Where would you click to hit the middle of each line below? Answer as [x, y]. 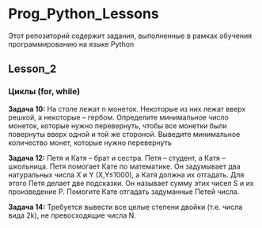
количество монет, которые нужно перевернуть [90, 142]
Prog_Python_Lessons [84, 14]
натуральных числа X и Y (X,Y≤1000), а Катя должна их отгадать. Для [126, 174]
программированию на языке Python [71, 44]
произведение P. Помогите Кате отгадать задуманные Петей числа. [124, 192]
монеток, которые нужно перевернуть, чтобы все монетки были [118, 125]
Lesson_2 [32, 69]
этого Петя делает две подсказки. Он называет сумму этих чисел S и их [131, 183]
